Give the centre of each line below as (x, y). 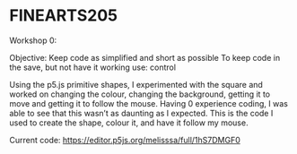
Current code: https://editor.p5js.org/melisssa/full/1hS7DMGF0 (125, 140)
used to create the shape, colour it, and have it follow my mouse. (129, 123)
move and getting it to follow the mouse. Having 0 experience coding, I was (149, 103)
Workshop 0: (33, 40)
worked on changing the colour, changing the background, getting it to (140, 94)
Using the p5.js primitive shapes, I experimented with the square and (136, 84)
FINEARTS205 (64, 16)
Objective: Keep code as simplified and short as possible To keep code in (145, 57)
